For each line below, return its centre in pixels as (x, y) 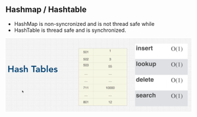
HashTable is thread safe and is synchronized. (70, 30)
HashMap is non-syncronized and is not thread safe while (84, 24)
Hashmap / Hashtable (46, 10)
